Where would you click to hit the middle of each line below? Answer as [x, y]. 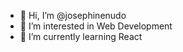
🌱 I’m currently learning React [81, 36]
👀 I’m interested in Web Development [96, 26]
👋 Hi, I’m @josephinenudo [73, 15]
